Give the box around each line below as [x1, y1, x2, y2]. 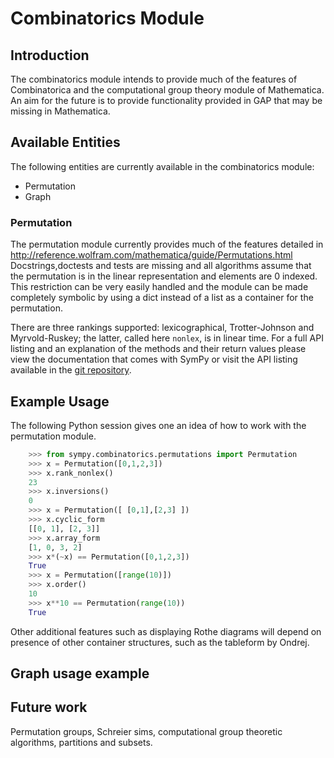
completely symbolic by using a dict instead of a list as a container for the [10, 292, 314, 304]
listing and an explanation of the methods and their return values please [10, 343, 307, 355]
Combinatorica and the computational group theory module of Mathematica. [10, 84, 325, 96]
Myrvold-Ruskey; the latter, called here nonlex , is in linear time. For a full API [10, 332, 324, 344]
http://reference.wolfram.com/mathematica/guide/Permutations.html [10, 249, 293, 261]
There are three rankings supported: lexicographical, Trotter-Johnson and [10, 322, 315, 334]
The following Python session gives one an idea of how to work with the [10, 419, 307, 431]
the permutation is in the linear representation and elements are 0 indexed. [10, 270, 318, 282]
